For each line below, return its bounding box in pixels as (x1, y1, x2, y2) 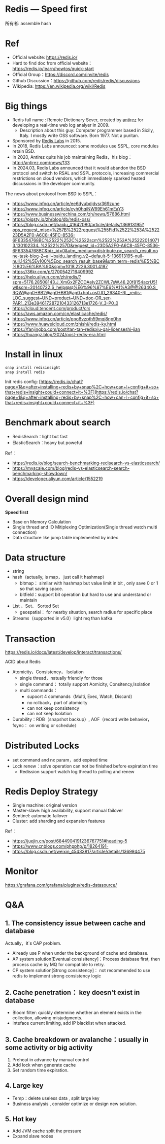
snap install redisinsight (5, 365, 61, 370)
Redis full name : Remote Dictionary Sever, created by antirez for (12, 117, 144, 123)
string (12, 568, 25, 574)
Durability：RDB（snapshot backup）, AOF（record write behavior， (12, 716, 152, 723)
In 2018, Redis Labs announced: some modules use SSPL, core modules (12, 143, 159, 149)
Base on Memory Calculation (12, 519, 71, 525)
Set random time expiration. (12, 1067, 69, 1073)
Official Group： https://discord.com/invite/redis (12, 71, 109, 77)
